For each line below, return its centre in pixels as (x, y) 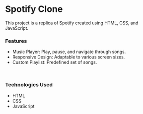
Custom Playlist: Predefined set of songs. (55, 62)
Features (16, 41)
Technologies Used (29, 85)
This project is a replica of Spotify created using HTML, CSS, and (72, 23)
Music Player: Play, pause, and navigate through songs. (69, 52)
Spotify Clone (34, 9)
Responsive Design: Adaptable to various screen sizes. (69, 57)
